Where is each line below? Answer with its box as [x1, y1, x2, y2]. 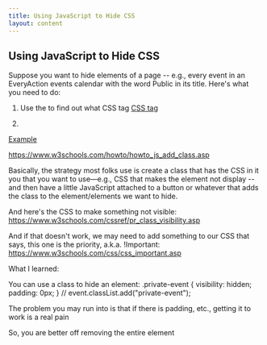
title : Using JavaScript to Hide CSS [8, 11, 136, 20]
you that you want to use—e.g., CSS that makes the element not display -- [8, 174, 256, 184]
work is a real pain [8, 312, 69, 322]
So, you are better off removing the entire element [8, 328, 175, 338]
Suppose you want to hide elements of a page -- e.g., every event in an [8, 70, 246, 81]
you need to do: [8, 88, 61, 98]
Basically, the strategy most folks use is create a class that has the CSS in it [8, 166, 260, 176]
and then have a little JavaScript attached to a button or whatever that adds [8, 183, 259, 193]
